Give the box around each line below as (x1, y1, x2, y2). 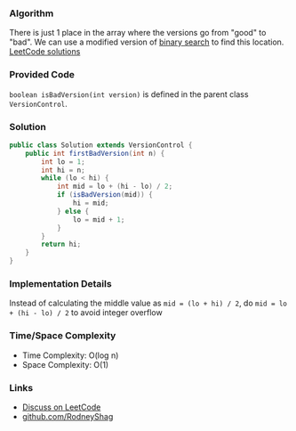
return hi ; (41, 240, 82, 249)
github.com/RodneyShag (21, 411, 114, 421)
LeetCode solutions (9, 46, 81, 57)
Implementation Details (9, 277, 113, 289)
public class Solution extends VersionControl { (9, 141, 193, 150)
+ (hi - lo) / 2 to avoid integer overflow (9, 307, 163, 318)
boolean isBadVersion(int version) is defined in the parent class (9, 88, 249, 100)
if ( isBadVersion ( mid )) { (56, 191, 153, 199)
